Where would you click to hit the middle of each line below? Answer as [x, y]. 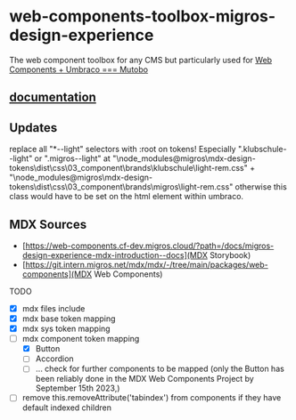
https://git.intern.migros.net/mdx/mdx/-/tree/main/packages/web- [147, 264]
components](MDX [57, 274]
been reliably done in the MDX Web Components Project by [144, 379]
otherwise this [261, 187]
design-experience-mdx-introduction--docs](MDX [115, 254]
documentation [53, 97]
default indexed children [66, 408]
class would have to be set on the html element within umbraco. [126, 197]
